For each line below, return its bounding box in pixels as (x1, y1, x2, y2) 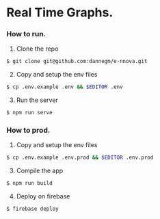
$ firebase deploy (6, 205, 59, 213)
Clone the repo (16, 44, 59, 53)
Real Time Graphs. (6, 5, 114, 21)
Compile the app (16, 166, 64, 175)
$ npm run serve (6, 109, 53, 116)
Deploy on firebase (16, 192, 70, 201)
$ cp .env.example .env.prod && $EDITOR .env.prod (6, 154, 154, 162)
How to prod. (6, 125, 51, 135)
